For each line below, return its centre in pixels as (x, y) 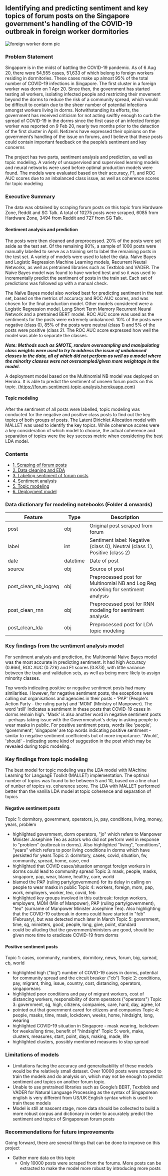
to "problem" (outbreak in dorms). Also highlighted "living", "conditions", (87, 845)
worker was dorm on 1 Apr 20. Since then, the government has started (77, 89)
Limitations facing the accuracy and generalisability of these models (83, 1065)
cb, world (15, 963)
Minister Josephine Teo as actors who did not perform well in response (86, 839)
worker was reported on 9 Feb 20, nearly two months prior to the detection (82, 126)
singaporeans (26, 989)
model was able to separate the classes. (47, 335)
